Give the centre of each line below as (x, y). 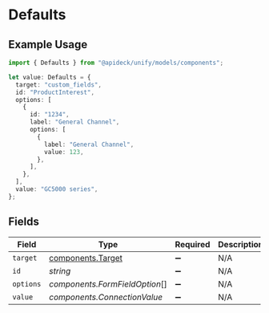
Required (193, 244)
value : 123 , (64, 152)
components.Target (86, 258)
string (60, 270)
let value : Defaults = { (50, 77)
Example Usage (48, 45)
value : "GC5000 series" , (57, 189)
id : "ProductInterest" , (55, 92)
